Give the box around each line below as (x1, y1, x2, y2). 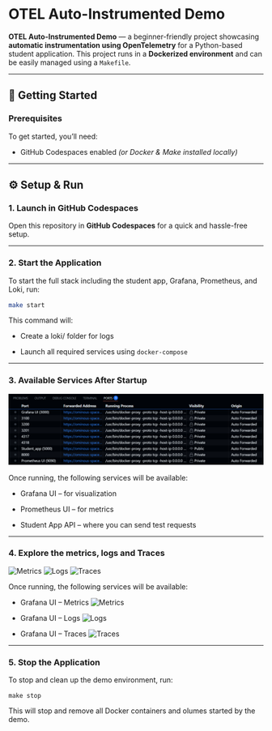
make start (8, 301, 45, 309)
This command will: (8, 315, 74, 325)
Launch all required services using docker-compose (19, 347, 188, 357)
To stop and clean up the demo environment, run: (8, 675, 173, 685)
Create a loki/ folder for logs (19, 331, 115, 341)
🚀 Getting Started (8, 88, 98, 102)
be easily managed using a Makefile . (8, 58, 131, 67)
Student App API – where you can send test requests (19, 519, 197, 529)
